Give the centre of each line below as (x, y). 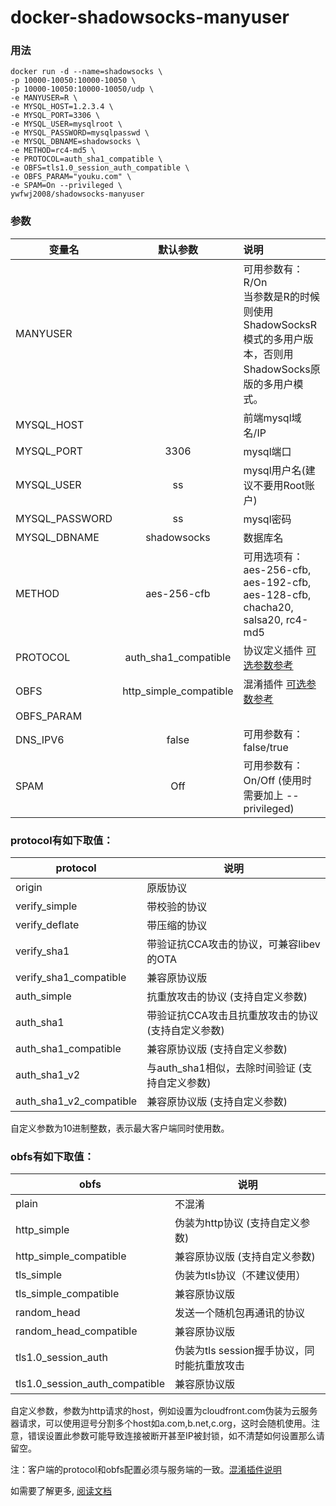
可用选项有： (273, 556)
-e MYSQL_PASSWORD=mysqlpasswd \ (80, 133)
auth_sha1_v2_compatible (76, 1101)
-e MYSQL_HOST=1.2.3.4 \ (62, 107)
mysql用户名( (274, 470)
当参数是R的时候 (281, 296)
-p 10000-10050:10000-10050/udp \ (82, 89)
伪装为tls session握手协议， (239, 1351)
